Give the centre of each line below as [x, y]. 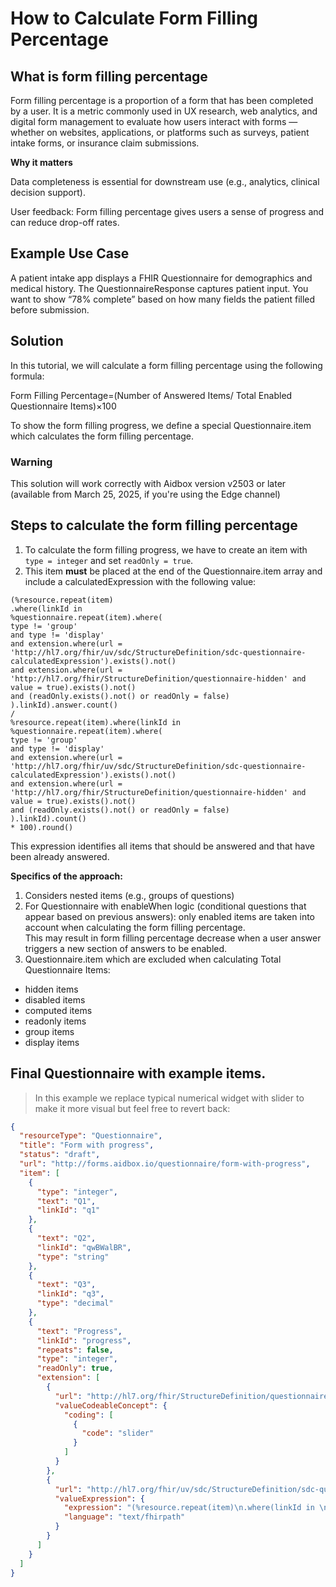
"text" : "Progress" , [79, 1331]
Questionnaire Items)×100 [63, 406]
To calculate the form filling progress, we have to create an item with [166, 549]
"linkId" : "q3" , [70, 1294]
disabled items [55, 999]
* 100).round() [42, 827]
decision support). [48, 192]
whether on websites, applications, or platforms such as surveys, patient [160, 132]
